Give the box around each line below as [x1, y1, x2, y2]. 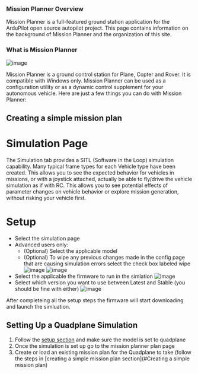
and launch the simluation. [6, 303, 71, 310]
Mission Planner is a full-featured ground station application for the [6, 18, 170, 26]
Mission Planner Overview [6, 5, 84, 13]
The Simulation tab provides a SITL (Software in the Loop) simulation [6, 156, 174, 163]
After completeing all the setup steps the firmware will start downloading [6, 296, 184, 304]
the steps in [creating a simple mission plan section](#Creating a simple [14, 355, 190, 362]
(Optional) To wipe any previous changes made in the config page [23, 253, 186, 261]
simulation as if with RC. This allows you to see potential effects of [6, 182, 168, 189]
